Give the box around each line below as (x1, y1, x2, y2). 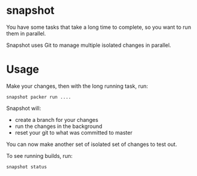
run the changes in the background (14, 123, 102, 130)
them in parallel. (6, 29, 46, 37)
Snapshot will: (6, 105, 41, 112)
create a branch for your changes (14, 116, 98, 123)
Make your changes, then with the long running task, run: (6, 82, 149, 90)
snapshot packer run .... (6, 94, 71, 100)
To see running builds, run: (6, 152, 73, 159)
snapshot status (6, 163, 47, 170)
